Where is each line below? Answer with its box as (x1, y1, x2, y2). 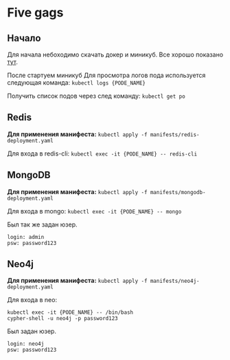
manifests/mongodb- (150, 189, 206, 195)
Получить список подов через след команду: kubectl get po (7, 92, 185, 100)
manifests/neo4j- (150, 277, 200, 285)
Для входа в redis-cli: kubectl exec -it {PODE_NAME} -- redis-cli (7, 149, 198, 158)
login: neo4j (7, 341, 45, 348)
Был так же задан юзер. (7, 220, 78, 229)
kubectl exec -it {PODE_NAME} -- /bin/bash (7, 309, 134, 316)
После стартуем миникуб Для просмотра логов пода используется (7, 71, 206, 79)
